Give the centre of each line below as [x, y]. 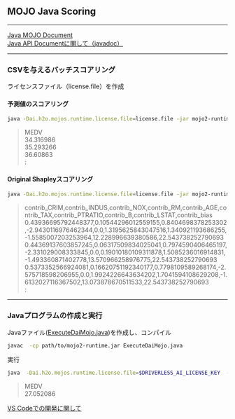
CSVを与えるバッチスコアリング [62, 69]
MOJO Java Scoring [52, 12]
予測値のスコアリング [38, 104]
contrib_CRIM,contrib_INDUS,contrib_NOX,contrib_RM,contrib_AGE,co [126, 208]
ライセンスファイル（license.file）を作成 [66, 86]
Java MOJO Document [40, 35]
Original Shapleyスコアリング [50, 179]
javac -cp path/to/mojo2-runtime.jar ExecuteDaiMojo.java [95, 345]
